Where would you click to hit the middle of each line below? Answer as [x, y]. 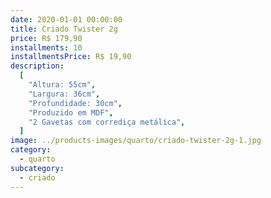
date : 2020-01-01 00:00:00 [66, 19]
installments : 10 [46, 47]
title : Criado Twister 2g [64, 29]
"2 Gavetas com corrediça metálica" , [107, 122]
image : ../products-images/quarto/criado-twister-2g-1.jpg [136, 141]
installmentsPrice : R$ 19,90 [71, 57]
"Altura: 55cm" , [62, 85]
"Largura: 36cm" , [64, 94]
